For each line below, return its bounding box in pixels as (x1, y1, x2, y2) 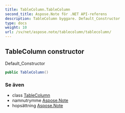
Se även (5, 81, 24, 88)
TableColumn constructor (5, 48, 85, 56)
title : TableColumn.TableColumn (5, 7, 70, 12)
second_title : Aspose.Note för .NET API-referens (5, 12, 108, 16)
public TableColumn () (5, 70, 49, 75)
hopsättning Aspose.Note (12, 102, 63, 108)
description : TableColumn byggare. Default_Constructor (5, 16, 120, 21)
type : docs (5, 20, 27, 26)
